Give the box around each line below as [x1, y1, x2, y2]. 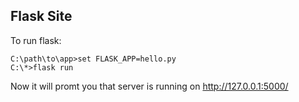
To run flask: [10, 34, 62, 46]
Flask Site [10, 8, 73, 25]
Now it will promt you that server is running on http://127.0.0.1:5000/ [10, 80, 289, 92]
